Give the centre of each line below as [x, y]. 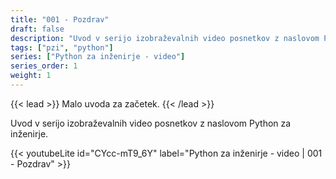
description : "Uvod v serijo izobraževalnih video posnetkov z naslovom [165, 38]
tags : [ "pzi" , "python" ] [62, 47]
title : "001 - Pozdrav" [60, 19]
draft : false [37, 29]
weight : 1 [31, 76]
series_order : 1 [44, 66]
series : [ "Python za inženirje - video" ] [98, 57]
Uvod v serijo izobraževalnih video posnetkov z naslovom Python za [151, 123]
